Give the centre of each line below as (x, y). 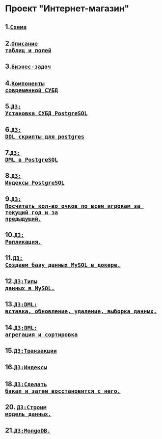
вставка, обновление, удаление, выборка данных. (81, 311)
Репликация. (23, 242)
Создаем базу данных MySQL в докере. (63, 265)
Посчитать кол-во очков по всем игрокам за (73, 206)
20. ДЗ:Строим (26, 407)
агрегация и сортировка (41, 334)
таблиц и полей (28, 50)
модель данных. (28, 414)
